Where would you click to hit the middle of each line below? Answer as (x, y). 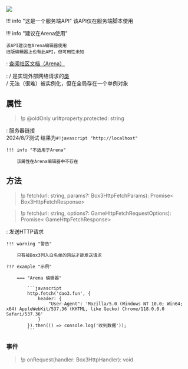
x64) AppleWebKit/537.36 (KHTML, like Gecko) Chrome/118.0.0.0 (85, 309)
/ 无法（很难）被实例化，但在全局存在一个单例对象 (67, 83)
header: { (50, 298)
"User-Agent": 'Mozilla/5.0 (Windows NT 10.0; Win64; (116, 304)
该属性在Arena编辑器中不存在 (47, 161)
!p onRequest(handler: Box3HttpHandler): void (77, 360)
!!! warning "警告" (29, 244)
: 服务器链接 (21, 130)
